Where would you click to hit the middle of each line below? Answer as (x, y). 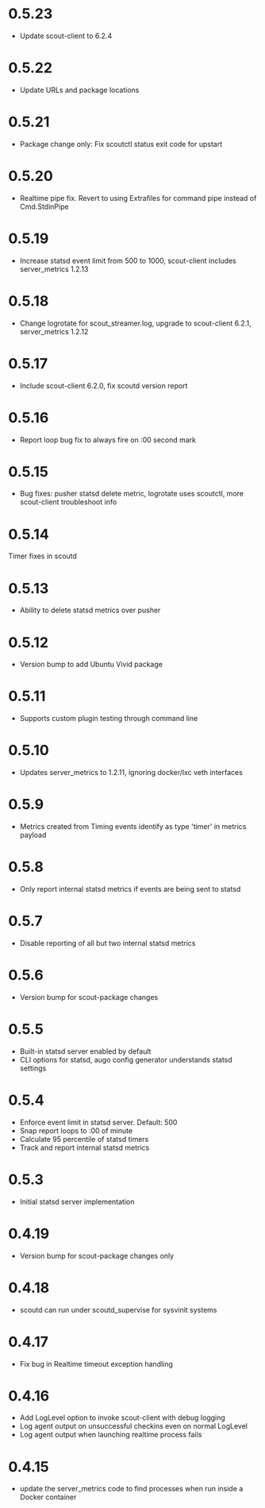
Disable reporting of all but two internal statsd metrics (108, 943)
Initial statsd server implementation (77, 1201)
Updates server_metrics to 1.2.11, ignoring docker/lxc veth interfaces (131, 773)
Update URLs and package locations (79, 90)
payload (33, 835)
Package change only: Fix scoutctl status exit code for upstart (121, 144)
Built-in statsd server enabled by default (85, 1051)
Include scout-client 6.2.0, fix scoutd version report (104, 385)
